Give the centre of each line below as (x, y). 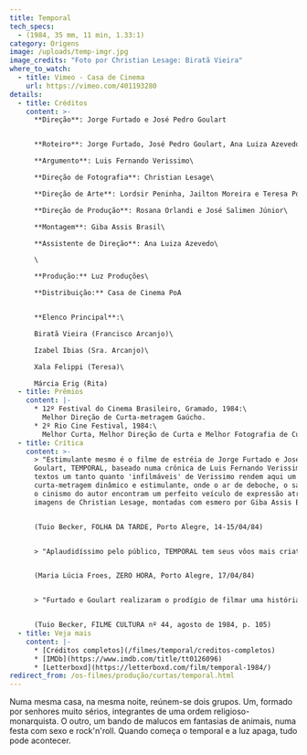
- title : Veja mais (55, 633)
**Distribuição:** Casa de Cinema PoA (107, 293)
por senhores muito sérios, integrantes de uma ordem (111, 712)
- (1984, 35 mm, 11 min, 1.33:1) (81, 35)
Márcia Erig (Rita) (70, 383)
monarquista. (34, 721)
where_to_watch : (40, 69)
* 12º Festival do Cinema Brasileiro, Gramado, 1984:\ (140, 409)
